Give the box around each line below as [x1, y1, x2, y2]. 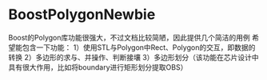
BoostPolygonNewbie [8, 6, 156, 24]
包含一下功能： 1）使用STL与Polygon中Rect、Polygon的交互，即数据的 [22, 42, 256, 52]
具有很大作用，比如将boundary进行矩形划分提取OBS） [8, 62, 188, 72]
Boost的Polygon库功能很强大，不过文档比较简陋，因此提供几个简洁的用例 [8, 32, 250, 42]
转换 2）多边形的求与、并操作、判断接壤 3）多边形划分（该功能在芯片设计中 [8, 52, 260, 62]
